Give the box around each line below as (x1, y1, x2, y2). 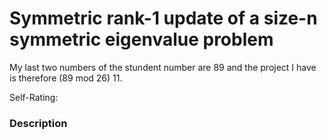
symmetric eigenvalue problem (9, 28, 274, 51)
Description (9, 116, 68, 130)
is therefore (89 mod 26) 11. (9, 72, 123, 84)
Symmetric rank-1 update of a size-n (9, 7, 318, 30)
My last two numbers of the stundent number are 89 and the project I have (9, 61, 317, 73)
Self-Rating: (9, 91, 59, 103)
